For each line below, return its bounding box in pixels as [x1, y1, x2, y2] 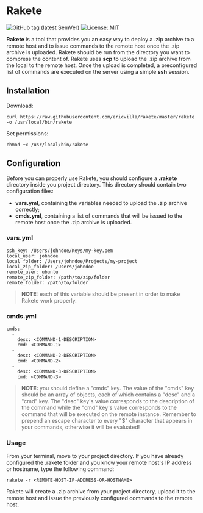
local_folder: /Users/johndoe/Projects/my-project [6, 258, 138, 264]
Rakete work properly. [21, 296, 77, 304]
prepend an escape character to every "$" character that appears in [21, 417, 193, 425]
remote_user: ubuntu [6, 269, 59, 275]
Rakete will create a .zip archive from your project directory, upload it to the [6, 488, 196, 495]
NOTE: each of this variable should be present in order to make [21, 290, 180, 298]
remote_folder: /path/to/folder [6, 279, 88, 285]
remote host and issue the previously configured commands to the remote [6, 495, 193, 502]
